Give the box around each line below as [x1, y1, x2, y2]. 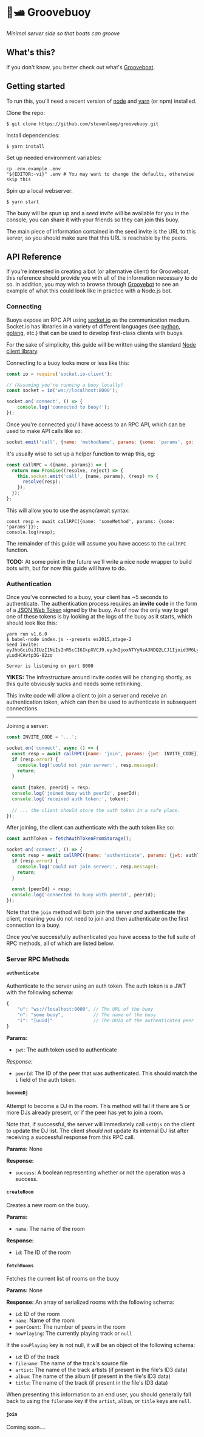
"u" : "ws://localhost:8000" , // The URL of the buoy [17, 1006, 154, 1013]
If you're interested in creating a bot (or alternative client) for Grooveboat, [6, 268, 190, 275]
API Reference [6, 251, 62, 262]
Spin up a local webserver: [6, 187, 73, 194]
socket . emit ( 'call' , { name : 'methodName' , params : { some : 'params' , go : [6, 439, 194, 445]
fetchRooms [6, 1262, 34, 1269]
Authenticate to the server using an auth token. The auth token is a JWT [6, 982, 186, 989]
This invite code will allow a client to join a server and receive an [6, 692, 167, 699]
